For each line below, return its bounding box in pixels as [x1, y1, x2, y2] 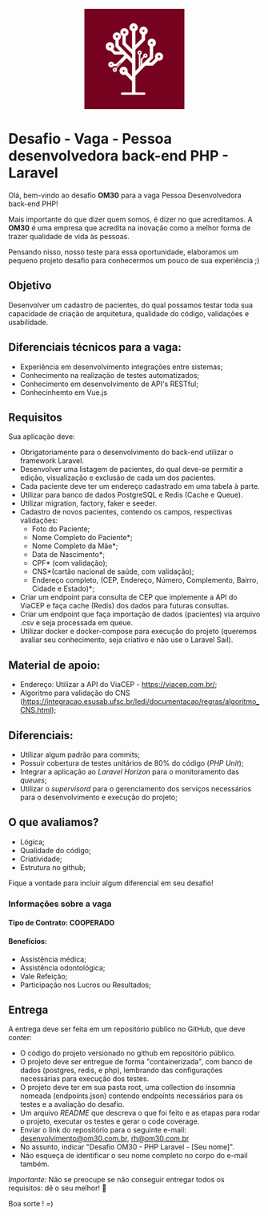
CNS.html [19, 706, 52, 715]
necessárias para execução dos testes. [19, 1074, 150, 1084]
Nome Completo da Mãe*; [31, 541, 118, 551]
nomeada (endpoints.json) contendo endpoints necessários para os [19, 1091, 244, 1100]
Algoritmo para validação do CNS [19, 688, 130, 698]
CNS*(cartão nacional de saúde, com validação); [31, 567, 194, 576]
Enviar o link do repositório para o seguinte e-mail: [19, 1125, 186, 1135]
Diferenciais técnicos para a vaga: [8, 340, 182, 354]
